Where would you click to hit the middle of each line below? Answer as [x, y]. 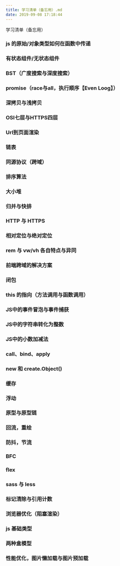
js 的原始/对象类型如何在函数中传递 [48, 44]
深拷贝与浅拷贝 [24, 103]
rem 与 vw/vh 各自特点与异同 [41, 251]
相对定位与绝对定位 [29, 236]
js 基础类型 [19, 528]
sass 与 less [21, 484]
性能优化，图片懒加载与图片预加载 [47, 558]
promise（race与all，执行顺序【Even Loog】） [62, 88]
